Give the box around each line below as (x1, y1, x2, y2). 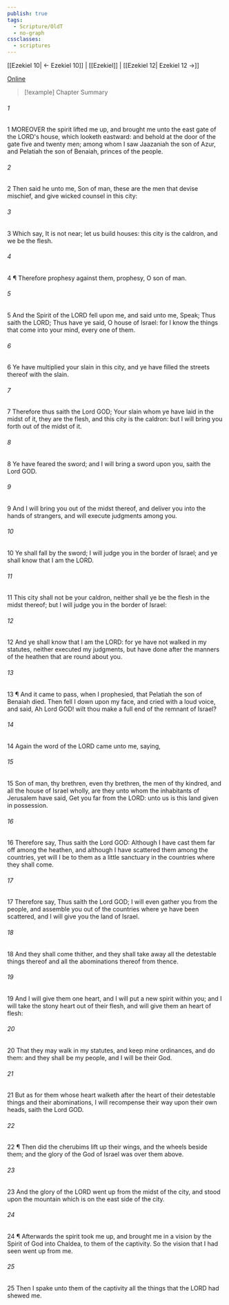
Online (7, 75, 26, 83)
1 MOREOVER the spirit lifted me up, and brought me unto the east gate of (7, 125, 217, 133)
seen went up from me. (7, 1246, 74, 1255)
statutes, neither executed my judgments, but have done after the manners (7, 645, 219, 654)
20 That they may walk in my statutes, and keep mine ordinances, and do (7, 1046, 215, 1055)
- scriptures (13, 42, 51, 49)
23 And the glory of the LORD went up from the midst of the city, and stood (7, 1187, 221, 1196)
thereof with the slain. (7, 371, 69, 379)
